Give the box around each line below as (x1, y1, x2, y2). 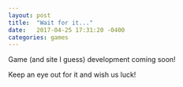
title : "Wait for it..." (8, 19, 93, 27)
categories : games (8, 33, 69, 42)
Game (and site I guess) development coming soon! (8, 55, 176, 64)
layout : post (8, 11, 51, 20)
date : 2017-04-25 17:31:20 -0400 (8, 26, 125, 34)
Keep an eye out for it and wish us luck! (8, 70, 136, 79)
